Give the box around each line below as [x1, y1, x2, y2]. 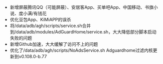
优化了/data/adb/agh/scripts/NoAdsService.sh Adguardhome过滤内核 [9, 47, 153, 53]
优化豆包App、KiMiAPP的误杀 [9, 17, 71, 22]
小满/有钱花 [23, 10, 47, 16]
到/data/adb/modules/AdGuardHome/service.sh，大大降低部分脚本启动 [9, 29, 157, 34]
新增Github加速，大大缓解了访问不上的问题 [9, 41, 98, 47]
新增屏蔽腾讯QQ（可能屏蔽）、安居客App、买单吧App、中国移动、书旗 [9, 4, 154, 10]
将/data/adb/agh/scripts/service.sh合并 [9, 23, 91, 29]
